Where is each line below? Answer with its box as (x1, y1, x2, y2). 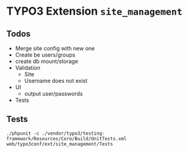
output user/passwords (24, 90, 83, 97)
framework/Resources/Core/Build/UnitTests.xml (6, 135, 127, 141)
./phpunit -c (6, 130, 40, 137)
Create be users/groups (15, 51, 76, 59)
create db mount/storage (15, 58, 78, 65)
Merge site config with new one (15, 44, 95, 52)
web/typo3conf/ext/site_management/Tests (6, 141, 114, 147)
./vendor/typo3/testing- (42, 130, 105, 137)
